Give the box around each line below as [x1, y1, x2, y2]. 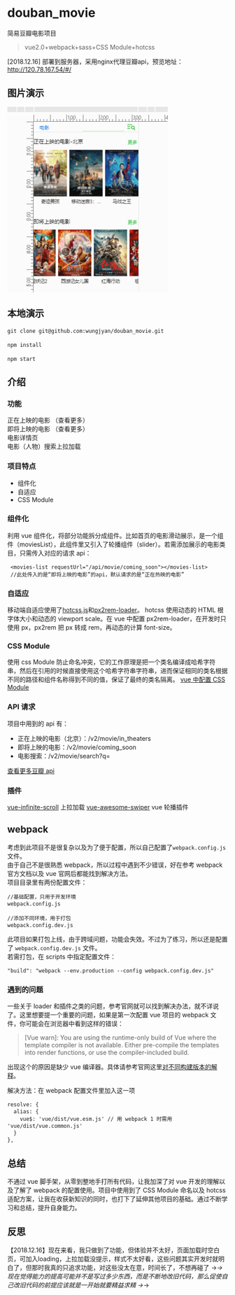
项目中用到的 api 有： [7, 719, 69, 728]
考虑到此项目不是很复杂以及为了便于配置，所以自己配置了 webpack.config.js [7, 843, 226, 851]
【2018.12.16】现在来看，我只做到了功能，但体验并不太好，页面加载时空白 [7, 1245, 220, 1254]
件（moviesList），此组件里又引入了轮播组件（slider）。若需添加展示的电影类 [7, 540, 226, 549]
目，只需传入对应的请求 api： [7, 549, 92, 557]
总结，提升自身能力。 [19, 1203, 81, 1212]
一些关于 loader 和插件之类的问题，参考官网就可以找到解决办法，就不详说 [7, 1002, 219, 1010]
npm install [7, 341, 42, 348]
